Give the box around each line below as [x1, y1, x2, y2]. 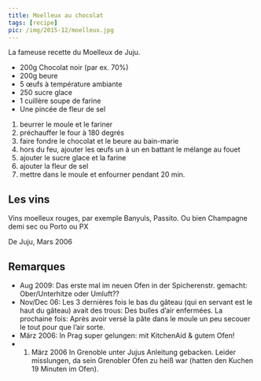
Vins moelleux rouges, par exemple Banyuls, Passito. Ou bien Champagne [8, 214, 248, 223]
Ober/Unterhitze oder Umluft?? [19, 289, 120, 299]
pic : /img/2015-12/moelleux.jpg [8, 26, 114, 34]
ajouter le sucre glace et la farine [19, 153, 127, 163]
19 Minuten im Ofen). [31, 365, 99, 373]
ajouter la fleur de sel [19, 162, 89, 171]
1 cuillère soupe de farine [19, 96, 101, 106]
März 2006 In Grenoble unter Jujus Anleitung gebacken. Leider [31, 347, 236, 357]
